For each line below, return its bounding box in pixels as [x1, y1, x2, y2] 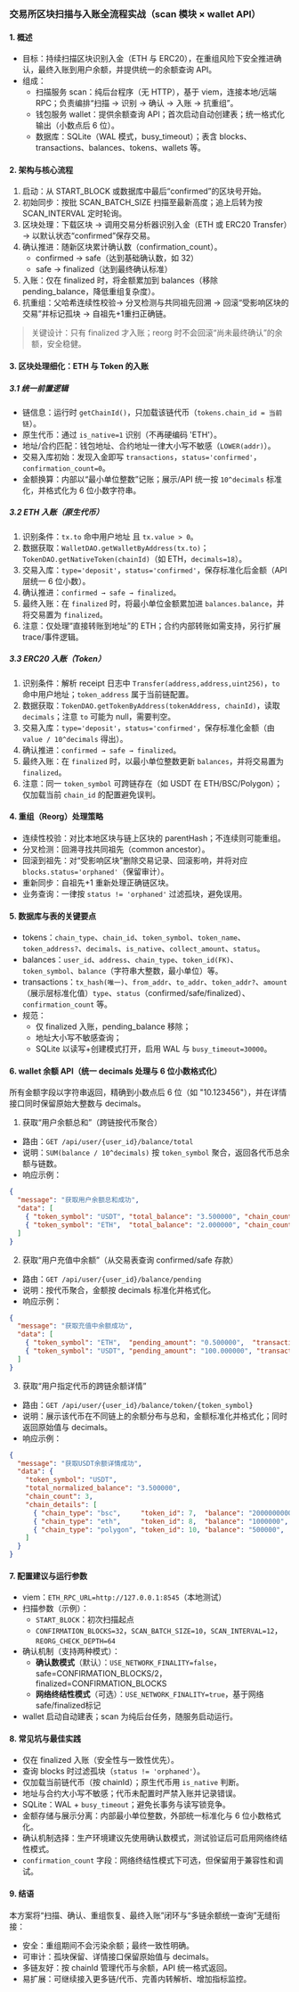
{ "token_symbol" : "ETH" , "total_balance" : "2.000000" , [25, 1220, 241, 1230]
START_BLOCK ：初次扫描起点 [35, 1614, 135, 1625]
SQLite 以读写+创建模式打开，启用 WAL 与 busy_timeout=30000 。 [35, 1043, 272, 1054]
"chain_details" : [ [25, 1500, 98, 1509]
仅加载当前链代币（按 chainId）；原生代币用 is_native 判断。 [21, 1777, 245, 1788]
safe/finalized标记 [35, 1700, 101, 1711]
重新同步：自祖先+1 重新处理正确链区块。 [21, 877, 174, 888]
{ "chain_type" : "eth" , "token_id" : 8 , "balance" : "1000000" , [32, 1517, 289, 1526]
